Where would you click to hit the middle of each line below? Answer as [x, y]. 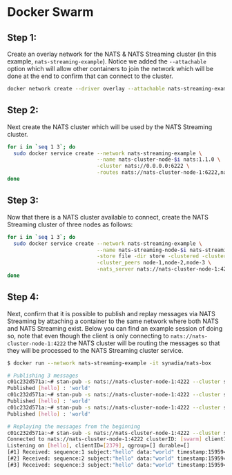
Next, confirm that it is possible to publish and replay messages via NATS [111, 313]
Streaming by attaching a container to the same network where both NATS [113, 321]
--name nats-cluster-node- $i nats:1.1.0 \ [158, 159]
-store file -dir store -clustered [147, 256]
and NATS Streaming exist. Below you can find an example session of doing [115, 328]
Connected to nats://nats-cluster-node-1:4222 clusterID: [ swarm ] [105, 439]
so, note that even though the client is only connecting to [88, 336]
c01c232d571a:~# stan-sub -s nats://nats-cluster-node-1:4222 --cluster [114, 433]
